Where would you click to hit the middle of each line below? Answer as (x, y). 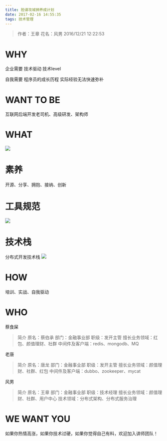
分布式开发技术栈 (23, 257)
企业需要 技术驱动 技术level (33, 69)
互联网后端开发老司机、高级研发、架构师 (47, 114)
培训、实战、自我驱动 (27, 292)
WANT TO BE (33, 100)
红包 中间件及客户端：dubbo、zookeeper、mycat (90, 371)
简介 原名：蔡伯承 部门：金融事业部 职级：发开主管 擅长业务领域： (85, 337)
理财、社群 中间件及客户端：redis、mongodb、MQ (87, 343)
